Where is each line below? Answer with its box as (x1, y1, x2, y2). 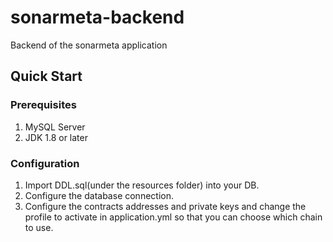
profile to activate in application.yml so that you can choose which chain (24, 211, 323, 223)
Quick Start (10, 68, 83, 85)
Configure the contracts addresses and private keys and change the (24, 200, 307, 212)
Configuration (10, 156, 80, 170)
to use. (24, 221, 54, 233)
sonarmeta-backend (10, 6, 185, 29)
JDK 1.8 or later (24, 131, 88, 143)
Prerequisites (10, 98, 77, 112)
